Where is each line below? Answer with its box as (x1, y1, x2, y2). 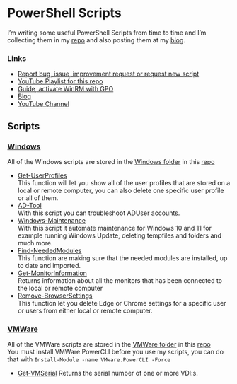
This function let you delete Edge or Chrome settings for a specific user (17, 298, 226, 307)
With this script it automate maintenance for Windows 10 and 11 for (17, 223, 212, 232)
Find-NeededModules (17, 246, 82, 255)
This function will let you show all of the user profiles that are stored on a (17, 178, 231, 187)
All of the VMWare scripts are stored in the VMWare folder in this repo (7, 340, 211, 349)
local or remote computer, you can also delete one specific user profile (17, 186, 224, 194)
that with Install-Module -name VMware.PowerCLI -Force (7, 355, 171, 363)
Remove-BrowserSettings (17, 291, 93, 300)
